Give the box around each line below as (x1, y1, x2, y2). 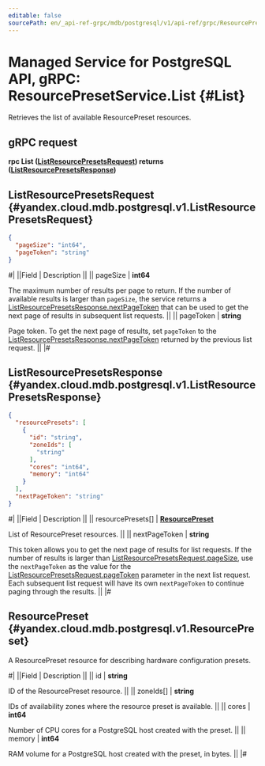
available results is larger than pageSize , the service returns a (8, 294, 207, 303)
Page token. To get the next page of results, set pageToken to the (8, 326, 217, 336)
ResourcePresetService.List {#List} (8, 86, 246, 104)
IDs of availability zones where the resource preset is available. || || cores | (8, 701, 251, 711)
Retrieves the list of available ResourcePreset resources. (8, 112, 192, 123)
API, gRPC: (8, 70, 81, 88)
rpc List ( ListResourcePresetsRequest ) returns (8, 157, 164, 166)
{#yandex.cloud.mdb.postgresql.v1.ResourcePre (8, 622, 255, 635)
